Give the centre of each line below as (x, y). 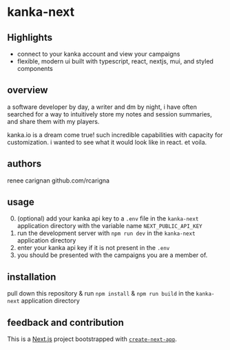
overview (28, 90)
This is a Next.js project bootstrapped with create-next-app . (92, 339)
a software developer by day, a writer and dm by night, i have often (102, 107)
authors (24, 164)
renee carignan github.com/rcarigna (59, 181)
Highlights (30, 38)
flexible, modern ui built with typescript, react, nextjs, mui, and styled (115, 61)
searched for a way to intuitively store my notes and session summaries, (109, 114)
